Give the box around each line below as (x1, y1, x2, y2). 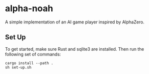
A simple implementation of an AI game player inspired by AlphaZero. (5, 19, 145, 25)
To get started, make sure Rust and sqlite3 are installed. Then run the (5, 46, 144, 52)
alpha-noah (5, 3, 53, 14)
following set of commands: (5, 51, 61, 57)
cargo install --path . (5, 60, 54, 66)
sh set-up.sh (5, 65, 32, 70)
